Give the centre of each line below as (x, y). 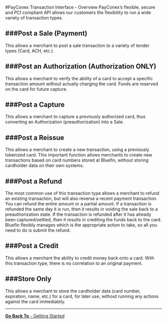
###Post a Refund (34, 181)
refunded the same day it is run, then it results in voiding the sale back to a (82, 209)
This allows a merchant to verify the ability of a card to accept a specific (79, 78)
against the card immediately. (35, 302)
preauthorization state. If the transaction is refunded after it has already (78, 214)
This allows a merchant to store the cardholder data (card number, (73, 291)
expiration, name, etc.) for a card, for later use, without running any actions (82, 296)
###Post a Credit (32, 246)
